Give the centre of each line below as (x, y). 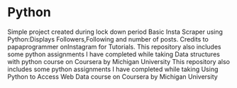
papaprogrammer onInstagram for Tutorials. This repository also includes (114, 46)
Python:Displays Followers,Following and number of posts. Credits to (108, 39)
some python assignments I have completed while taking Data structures (114, 54)
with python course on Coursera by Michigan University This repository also (119, 61)
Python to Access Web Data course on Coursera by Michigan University (112, 76)
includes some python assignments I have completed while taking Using (113, 69)
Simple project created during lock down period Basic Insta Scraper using (115, 32)
